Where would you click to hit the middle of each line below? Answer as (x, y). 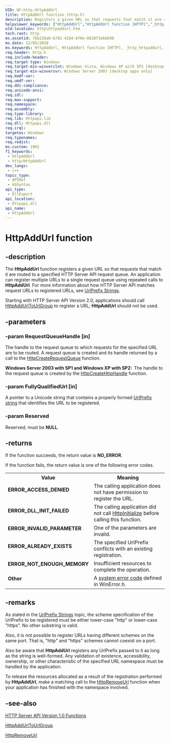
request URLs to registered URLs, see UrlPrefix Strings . (63, 290)
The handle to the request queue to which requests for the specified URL (81, 347)
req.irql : (16, 128)
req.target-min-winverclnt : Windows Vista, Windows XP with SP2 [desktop (85, 67)
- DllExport (20, 194)
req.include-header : (27, 57)
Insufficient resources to (122, 563)
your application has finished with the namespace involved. (67, 687)
